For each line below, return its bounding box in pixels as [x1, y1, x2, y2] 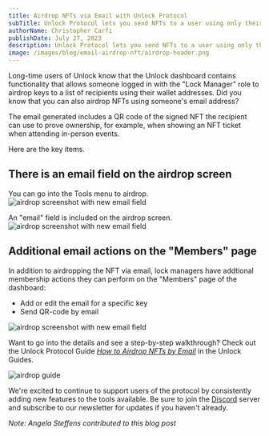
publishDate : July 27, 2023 [8, 34, 102, 42]
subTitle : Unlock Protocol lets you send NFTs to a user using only [8, 19, 242, 27]
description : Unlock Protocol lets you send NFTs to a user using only [8, 42, 252, 50]
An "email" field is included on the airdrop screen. [8, 213, 173, 222]
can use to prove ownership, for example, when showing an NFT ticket [8, 121, 242, 130]
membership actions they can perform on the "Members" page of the [8, 274, 238, 284]
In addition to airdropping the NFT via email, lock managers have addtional [8, 266, 254, 275]
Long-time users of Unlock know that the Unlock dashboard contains [8, 71, 236, 80]
